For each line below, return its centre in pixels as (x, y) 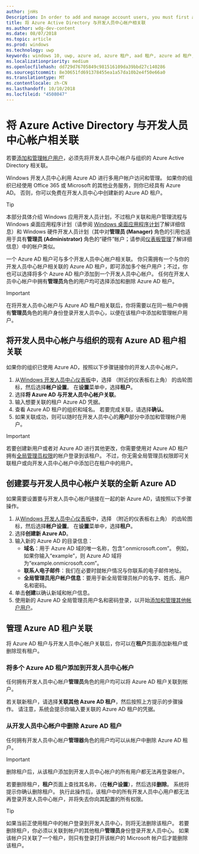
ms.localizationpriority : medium (47, 61)
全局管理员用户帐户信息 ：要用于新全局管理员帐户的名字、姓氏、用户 (107, 578)
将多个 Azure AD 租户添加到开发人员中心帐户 (70, 668)
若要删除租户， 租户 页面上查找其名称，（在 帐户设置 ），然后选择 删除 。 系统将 (98, 784)
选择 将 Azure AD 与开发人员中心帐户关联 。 (67, 394)
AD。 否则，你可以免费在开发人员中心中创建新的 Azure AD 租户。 (86, 193)
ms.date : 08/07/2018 (32, 34)
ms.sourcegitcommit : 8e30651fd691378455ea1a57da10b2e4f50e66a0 (86, 72)
